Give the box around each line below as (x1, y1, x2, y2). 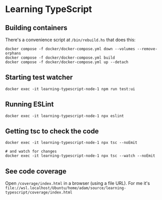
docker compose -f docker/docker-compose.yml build (5, 55, 115, 60)
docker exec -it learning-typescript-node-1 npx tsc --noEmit (5, 140, 137, 145)
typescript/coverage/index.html (5, 190, 72, 195)
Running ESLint (5, 100, 54, 109)
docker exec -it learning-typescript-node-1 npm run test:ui (5, 86, 135, 91)
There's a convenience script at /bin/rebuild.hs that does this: (5, 37, 136, 43)
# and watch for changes (5, 149, 57, 154)
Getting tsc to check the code (5, 127, 99, 136)
